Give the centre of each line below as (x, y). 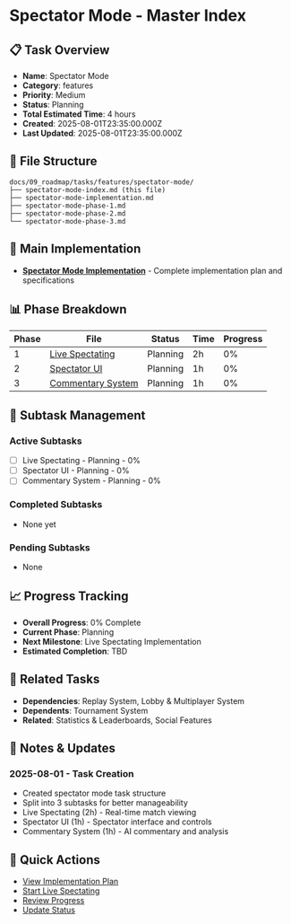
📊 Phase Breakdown (68, 309)
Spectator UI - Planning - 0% (76, 471)
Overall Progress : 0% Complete (81, 622)
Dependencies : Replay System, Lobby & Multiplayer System (133, 700)
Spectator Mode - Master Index (128, 16)
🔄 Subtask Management (77, 415)
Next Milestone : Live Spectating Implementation (111, 641)
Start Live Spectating (61, 891)
